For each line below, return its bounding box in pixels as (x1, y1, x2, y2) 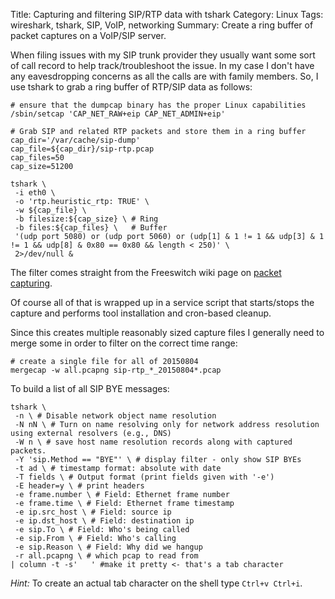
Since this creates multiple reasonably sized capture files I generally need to (10, 327, 325, 338)
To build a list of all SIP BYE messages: (10, 383, 170, 394)
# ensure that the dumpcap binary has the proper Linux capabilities (10, 100, 307, 110)
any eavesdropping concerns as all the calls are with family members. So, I (10, 70, 319, 82)
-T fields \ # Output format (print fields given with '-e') (14, 472, 275, 482)
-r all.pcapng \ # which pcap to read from (14, 551, 199, 561)
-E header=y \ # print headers (14, 481, 145, 491)
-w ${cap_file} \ (14, 205, 87, 215)
